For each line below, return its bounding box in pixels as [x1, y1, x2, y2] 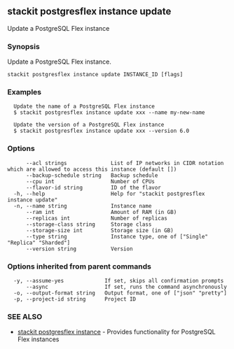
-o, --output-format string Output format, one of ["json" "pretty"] [13, 290, 228, 297]
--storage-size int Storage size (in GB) [25, 227, 174, 234]
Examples [7, 87, 42, 97]
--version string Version [25, 245, 133, 252]
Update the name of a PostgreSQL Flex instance [13, 103, 156, 111]
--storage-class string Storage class [25, 220, 152, 228]
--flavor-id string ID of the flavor [25, 184, 161, 191]
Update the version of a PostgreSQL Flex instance [13, 122, 165, 129]
